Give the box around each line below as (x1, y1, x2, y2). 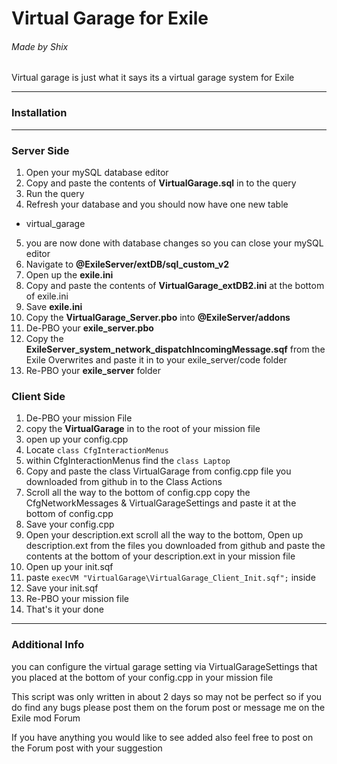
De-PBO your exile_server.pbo (25, 322, 154, 334)
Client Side (11, 389, 66, 403)
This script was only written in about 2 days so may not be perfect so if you (11, 690, 323, 702)
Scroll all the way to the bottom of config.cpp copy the (25, 487, 251, 499)
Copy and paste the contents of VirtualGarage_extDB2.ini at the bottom (25, 279, 325, 291)
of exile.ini (25, 290, 69, 302)
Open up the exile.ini (25, 268, 114, 281)
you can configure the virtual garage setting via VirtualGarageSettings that (11, 660, 318, 672)
